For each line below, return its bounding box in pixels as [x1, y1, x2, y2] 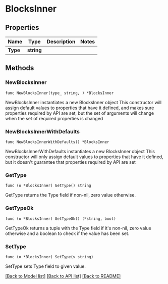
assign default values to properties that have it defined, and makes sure [5, 105, 154, 111]
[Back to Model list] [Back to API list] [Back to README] [5, 273, 121, 279]
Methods [5, 64, 34, 72]
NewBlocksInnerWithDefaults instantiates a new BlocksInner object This [5, 148, 155, 154]
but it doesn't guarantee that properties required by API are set [5, 159, 136, 165]
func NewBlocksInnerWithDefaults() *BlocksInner [5, 139, 109, 145]
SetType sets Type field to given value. [5, 263, 86, 269]
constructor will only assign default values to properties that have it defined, [5, 154, 163, 160]
